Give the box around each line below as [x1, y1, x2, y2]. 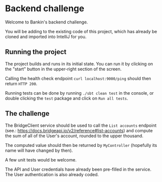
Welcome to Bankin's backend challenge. [5, 19, 88, 25]
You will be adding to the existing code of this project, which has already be [5, 28, 157, 34]
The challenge [5, 109, 50, 118]
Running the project [5, 48, 67, 56]
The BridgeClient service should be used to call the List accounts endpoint [5, 122, 157, 128]
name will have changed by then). [5, 147, 73, 153]
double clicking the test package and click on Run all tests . [5, 95, 128, 101]
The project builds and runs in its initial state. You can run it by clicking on [5, 61, 153, 66]
